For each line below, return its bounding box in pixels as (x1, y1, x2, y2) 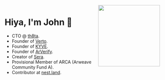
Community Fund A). (11, 64, 54, 70)
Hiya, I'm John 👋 (4, 17, 72, 28)
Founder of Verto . (11, 38, 48, 44)
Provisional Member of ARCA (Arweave (11, 59, 92, 65)
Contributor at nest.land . (11, 69, 62, 75)
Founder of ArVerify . (11, 49, 54, 54)
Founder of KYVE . (11, 43, 48, 49)
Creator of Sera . (11, 53, 45, 59)
